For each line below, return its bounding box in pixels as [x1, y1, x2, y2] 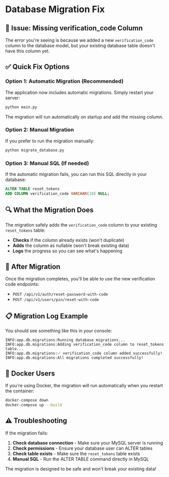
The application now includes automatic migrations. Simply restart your [5, 89, 154, 95]
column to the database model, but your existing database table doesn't [5, 43, 155, 49]
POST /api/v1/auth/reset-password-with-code [12, 292, 108, 297]
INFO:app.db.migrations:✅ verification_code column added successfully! [5, 351, 163, 356]
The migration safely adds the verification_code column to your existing [5, 222, 157, 228]
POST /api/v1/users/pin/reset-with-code [12, 298, 99, 303]
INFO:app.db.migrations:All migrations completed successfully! [5, 355, 144, 360]
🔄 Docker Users [5, 369, 55, 378]
